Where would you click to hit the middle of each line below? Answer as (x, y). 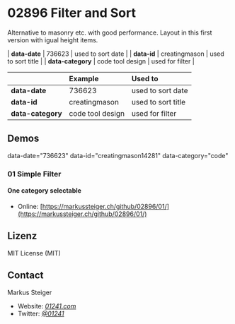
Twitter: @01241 (41, 313)
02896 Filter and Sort (72, 13)
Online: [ (30, 206)
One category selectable (44, 191)
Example (84, 78)
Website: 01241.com (47, 306)
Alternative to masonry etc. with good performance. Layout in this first (110, 32)
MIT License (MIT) (34, 253)
